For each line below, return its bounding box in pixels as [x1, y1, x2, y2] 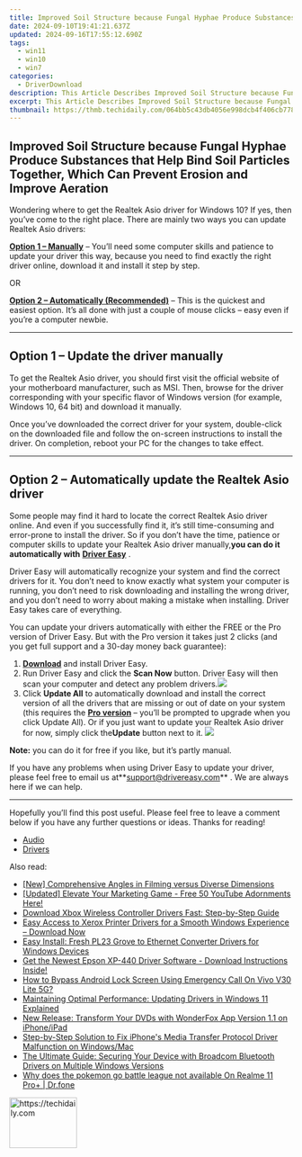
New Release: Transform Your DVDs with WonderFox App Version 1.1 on [22, 1012, 288, 1023]
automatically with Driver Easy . [9, 548, 131, 559]
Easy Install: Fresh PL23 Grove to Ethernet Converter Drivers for [22, 936, 259, 946]
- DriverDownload [17, 80, 83, 89]
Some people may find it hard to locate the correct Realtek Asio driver [9, 510, 268, 521]
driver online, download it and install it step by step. [9, 260, 200, 271]
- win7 [17, 64, 42, 73]
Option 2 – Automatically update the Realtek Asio [9, 472, 289, 488]
